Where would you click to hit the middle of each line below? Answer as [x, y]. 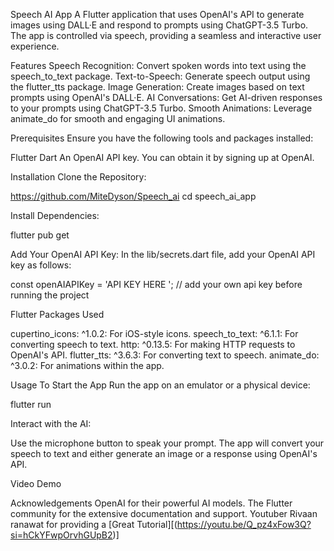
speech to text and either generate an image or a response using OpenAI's [164, 453]
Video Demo [36, 483]
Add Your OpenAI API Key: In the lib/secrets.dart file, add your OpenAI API [163, 254]
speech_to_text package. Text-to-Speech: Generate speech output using [160, 76]
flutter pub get [40, 235]
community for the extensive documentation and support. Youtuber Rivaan [164, 513]
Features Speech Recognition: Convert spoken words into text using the [158, 65]
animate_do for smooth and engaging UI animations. [118, 118]
